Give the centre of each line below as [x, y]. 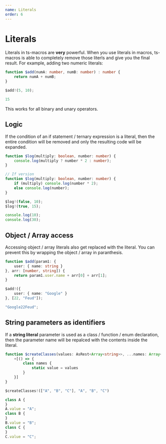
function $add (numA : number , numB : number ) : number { [63, 72]
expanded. [16, 147]
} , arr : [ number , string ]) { [35, 271]
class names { [37, 363]
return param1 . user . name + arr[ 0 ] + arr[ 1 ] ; [61, 275]
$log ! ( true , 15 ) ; [23, 206]
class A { [15, 400]
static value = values [55, 368]
